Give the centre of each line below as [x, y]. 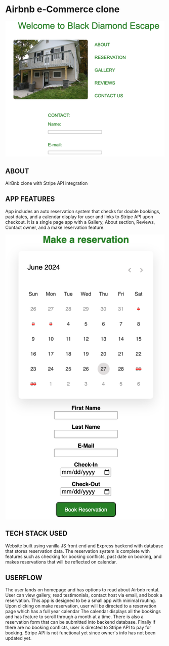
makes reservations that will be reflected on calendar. [61, 562]
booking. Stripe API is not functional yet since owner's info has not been [80, 633]
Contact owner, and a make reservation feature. [55, 227]
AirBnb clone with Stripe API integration [47, 183]
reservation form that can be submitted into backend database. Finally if [80, 622]
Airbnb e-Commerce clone [62, 9]
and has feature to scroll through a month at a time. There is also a [74, 617]
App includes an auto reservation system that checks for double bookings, [83, 211]
